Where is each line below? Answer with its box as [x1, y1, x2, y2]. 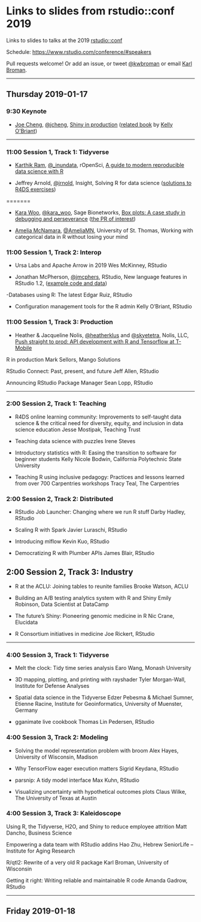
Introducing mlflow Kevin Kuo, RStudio [14, 538, 109, 545]
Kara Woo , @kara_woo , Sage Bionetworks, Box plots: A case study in [14, 208, 185, 216]
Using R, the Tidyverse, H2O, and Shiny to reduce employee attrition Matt [6, 823, 187, 830]
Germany [14, 706, 38, 714]
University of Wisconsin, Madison [14, 753, 98, 760]
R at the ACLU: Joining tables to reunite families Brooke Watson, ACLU [14, 583, 188, 590]
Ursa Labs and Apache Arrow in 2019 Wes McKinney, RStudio [14, 262, 167, 269]
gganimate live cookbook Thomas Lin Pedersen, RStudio [14, 718, 154, 726]
